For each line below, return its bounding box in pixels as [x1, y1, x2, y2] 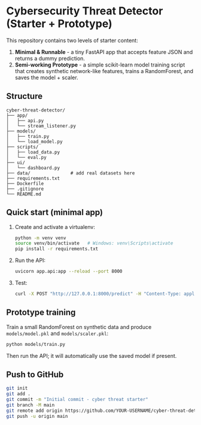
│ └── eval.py [6, 154, 47, 160]
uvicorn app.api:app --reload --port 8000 [14, 269, 123, 275]
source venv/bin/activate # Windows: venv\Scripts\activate [14, 240, 173, 246]
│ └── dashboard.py [6, 165, 60, 171]
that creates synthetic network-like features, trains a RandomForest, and [14, 67, 193, 74]
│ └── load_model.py [6, 138, 63, 144]
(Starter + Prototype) [6, 17, 112, 31]
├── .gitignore [6, 186, 44, 192]
